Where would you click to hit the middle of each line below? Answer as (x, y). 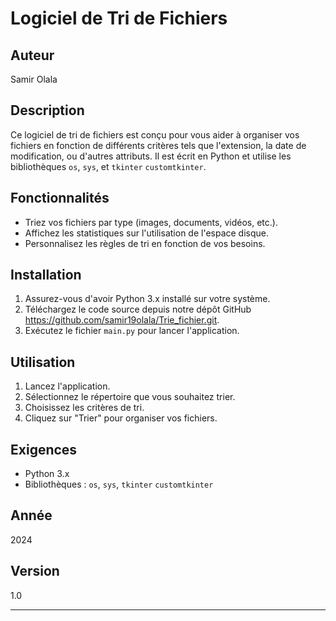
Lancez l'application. (67, 386)
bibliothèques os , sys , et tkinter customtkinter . (108, 166)
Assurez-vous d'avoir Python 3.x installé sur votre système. (147, 299)
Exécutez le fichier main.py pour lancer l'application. (132, 331)
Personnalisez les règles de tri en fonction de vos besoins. (145, 243)
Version (35, 571)
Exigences (44, 449)
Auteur (32, 55)
